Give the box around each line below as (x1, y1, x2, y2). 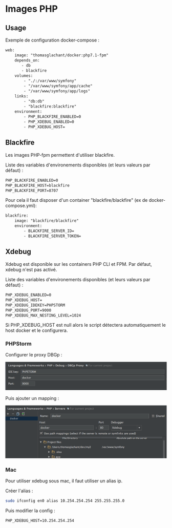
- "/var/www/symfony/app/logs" (24, 89, 91, 94)
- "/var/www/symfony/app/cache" (24, 83, 93, 89)
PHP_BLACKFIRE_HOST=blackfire (5, 183, 70, 188)
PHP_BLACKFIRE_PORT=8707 (5, 188, 58, 193)
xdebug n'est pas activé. (5, 266, 57, 272)
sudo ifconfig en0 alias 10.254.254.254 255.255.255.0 (5, 498, 125, 503)
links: (14, 94, 29, 99)
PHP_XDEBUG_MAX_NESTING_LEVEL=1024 (5, 313, 81, 318)
